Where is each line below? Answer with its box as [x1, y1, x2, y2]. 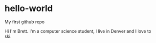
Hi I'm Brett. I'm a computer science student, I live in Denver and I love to [4, 28, 152, 34]
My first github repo [4, 19, 45, 25]
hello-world [4, 3, 53, 14]
